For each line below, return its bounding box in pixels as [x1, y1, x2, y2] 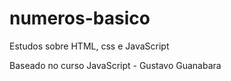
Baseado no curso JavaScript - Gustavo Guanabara [9, 59, 222, 71]
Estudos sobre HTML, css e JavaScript [9, 40, 170, 52]
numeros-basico [9, 7, 151, 30]
